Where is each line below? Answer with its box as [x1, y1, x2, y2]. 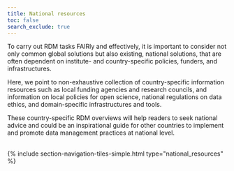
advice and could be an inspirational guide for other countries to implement [7, 121, 224, 130]
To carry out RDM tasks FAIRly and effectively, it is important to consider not [7, 43, 227, 51]
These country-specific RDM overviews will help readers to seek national [7, 114, 218, 122]
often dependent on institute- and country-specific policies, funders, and [7, 57, 218, 66]
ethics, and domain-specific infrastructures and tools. [7, 101, 162, 109]
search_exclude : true [7, 23, 71, 30]
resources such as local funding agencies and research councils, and [7, 85, 207, 94]
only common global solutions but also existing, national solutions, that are [7, 50, 222, 58]
